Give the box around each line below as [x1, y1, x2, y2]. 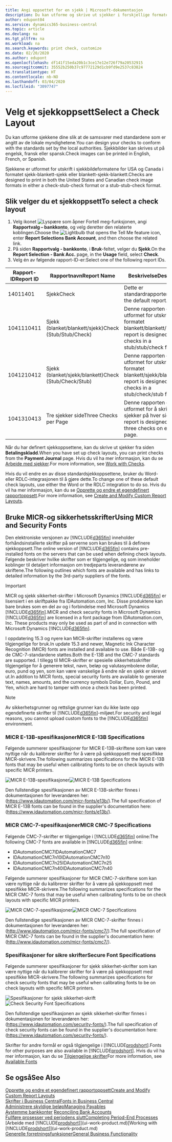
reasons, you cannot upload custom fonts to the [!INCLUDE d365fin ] [5, 715, 148, 722]
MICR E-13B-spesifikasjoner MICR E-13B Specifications [5, 734, 145, 741]
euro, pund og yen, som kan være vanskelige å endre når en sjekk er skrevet [5, 668, 167, 675]
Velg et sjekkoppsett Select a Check [5, 106, 160, 118]
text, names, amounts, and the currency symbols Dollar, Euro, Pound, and [5, 679, 160, 685]
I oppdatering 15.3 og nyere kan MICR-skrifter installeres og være [5, 635, 143, 642]
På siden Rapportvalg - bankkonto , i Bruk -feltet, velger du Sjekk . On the [12, 246, 166, 252]
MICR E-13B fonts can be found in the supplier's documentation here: [5, 803, 152, 810]
